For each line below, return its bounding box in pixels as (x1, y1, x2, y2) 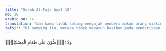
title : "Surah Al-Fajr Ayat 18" (5, 7, 72, 12)
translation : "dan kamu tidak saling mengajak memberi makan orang (5, 21, 147, 26)
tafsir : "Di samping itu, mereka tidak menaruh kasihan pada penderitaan (5, 26, 161, 31)
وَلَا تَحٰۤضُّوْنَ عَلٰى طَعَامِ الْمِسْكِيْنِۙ (5, 39, 72, 45)
